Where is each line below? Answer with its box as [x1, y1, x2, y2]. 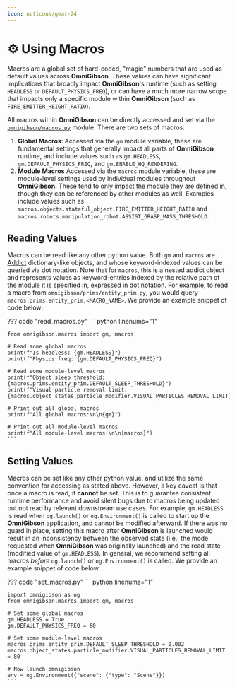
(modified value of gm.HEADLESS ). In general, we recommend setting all [7, 549, 210, 558]
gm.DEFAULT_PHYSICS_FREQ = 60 [7, 623, 97, 630]
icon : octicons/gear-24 [7, 10, 78, 18]
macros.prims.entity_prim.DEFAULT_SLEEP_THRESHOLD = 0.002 [7, 641, 185, 648]
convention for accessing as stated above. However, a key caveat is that [7, 481, 217, 490]
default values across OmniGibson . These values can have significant [7, 71, 212, 80]
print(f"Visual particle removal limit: [7, 387, 128, 394]
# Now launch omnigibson [7, 666, 80, 673]
